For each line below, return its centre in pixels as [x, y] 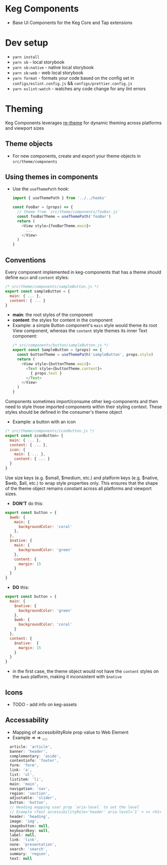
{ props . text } [46, 373]
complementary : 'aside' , [35, 756]
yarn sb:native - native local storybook [53, 67]
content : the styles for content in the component [63, 320]
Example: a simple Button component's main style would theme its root [85, 326]
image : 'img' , [24, 821]
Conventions [26, 260]
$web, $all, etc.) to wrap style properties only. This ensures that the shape [82, 483]
